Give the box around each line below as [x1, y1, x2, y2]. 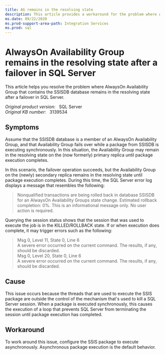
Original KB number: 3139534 [5, 109, 68, 115]
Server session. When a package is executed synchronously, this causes [5, 301, 153, 307]
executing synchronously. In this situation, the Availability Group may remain [5, 147, 160, 152]
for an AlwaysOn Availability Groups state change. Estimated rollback [17, 197, 157, 203]
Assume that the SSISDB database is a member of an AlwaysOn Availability [5, 136, 157, 142]
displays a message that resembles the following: [5, 182, 105, 188]
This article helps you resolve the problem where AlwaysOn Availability [5, 84, 149, 90]
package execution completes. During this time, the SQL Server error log [5, 177, 152, 183]
